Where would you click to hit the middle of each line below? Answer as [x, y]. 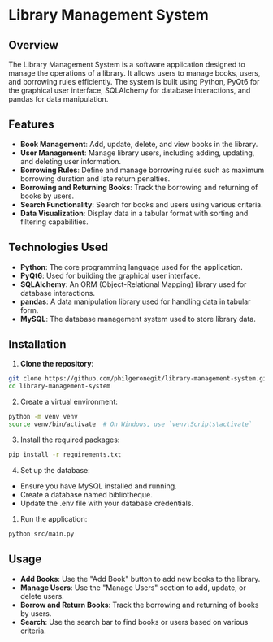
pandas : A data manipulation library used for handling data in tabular [135, 301]
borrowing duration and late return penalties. [95, 178]
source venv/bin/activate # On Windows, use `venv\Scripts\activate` [130, 424]
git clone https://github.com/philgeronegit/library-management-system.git [139, 379]
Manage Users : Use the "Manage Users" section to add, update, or [133, 588]
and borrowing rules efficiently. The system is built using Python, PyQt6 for [134, 82]
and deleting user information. [71, 161]
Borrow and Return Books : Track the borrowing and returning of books [139, 605]
